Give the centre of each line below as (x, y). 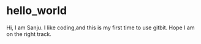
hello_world (37, 11)
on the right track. (29, 34)
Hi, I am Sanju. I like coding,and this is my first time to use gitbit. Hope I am (100, 28)
